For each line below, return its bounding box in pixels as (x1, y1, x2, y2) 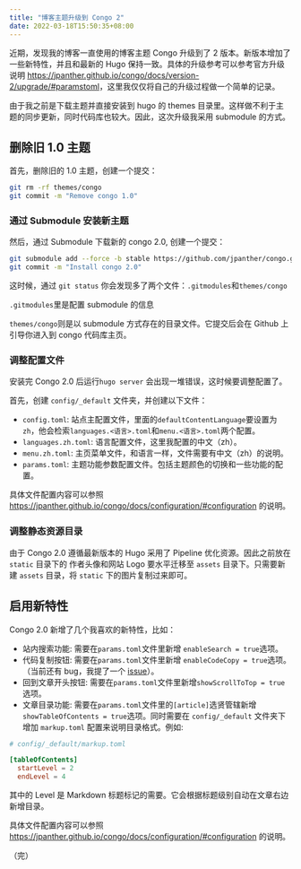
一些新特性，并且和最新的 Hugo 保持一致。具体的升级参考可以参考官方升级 (9, 58, 285, 69)
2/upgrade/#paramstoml (9, 81, 100, 91)
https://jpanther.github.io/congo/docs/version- (26, 69, 200, 81)
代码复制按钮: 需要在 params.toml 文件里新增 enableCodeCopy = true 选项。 (21, 654, 291, 665)
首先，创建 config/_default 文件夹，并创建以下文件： (9, 395, 208, 406)
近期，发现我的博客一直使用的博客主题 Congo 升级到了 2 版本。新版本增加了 (9, 47, 291, 58)
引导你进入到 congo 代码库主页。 (9, 329, 132, 341)
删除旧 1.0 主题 (9, 140, 91, 155)
